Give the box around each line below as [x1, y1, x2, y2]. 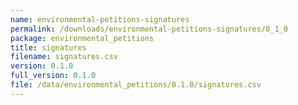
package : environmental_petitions [10, 33, 155, 43]
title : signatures [10, 42, 87, 53]
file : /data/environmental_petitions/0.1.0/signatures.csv [10, 80, 262, 90]
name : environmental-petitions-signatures [10, 14, 190, 25]
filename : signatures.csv [10, 52, 118, 62]
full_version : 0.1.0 [10, 71, 97, 81]
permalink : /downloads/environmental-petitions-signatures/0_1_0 [10, 24, 288, 34]
